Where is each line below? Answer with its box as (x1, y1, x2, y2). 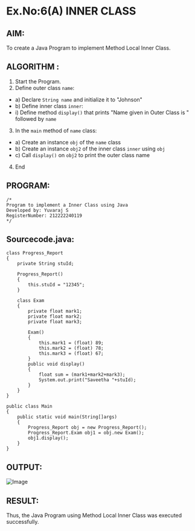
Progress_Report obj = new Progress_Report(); (28, 425, 147, 431)
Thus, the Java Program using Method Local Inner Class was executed (6, 512, 182, 519)
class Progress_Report (6, 250, 63, 256)
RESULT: (6, 495, 39, 506)
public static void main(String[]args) (17, 414, 118, 420)
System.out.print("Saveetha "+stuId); (38, 377, 136, 383)
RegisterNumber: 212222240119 (6, 213, 83, 219)
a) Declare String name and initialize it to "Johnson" (14, 95, 143, 103)
